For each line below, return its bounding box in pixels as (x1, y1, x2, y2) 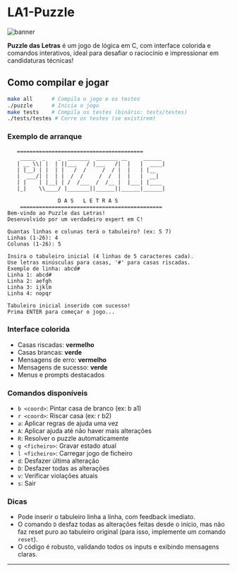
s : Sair (17, 479, 37, 487)
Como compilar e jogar (7, 77, 109, 89)
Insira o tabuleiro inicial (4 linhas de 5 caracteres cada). (7, 252, 194, 260)
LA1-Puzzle (7, 4, 75, 20)
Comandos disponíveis (7, 388, 88, 398)
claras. (17, 550, 37, 559)
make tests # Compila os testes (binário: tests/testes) (7, 109, 188, 116)
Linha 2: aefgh (7, 277, 52, 284)
